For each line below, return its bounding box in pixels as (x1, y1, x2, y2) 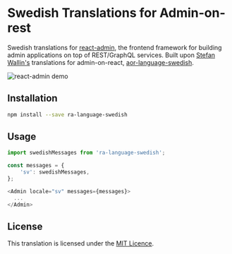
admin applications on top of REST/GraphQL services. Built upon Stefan (7, 51, 216, 59)
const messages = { (7, 162, 65, 169)
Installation (7, 92, 58, 104)
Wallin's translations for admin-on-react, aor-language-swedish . (7, 58, 194, 66)
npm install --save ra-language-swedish (7, 111, 128, 118)
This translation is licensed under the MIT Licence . (7, 239, 154, 248)
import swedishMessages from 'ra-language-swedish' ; (7, 150, 166, 157)
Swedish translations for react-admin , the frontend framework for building (7, 43, 222, 52)
